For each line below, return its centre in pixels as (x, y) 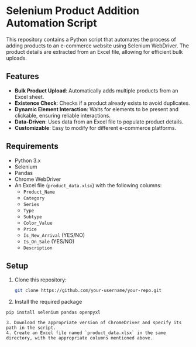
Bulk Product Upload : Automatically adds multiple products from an (96, 90)
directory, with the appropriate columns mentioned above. (80, 338)
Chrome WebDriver (38, 179)
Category (34, 198)
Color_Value (38, 223)
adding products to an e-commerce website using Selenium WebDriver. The (97, 46)
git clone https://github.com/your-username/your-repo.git (88, 291)
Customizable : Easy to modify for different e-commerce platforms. (95, 128)
